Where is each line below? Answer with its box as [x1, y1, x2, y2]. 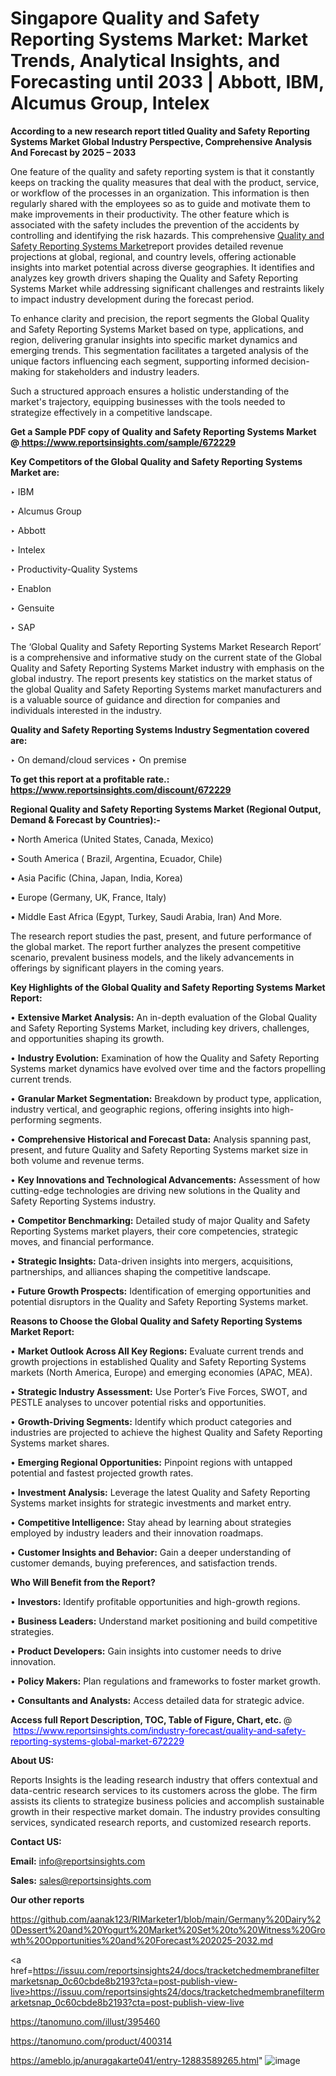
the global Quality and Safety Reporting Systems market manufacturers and [10, 683, 322, 695]
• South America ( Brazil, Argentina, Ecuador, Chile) [10, 852, 223, 864]
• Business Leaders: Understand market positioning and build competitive [10, 1615, 318, 1627]
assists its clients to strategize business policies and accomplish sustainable [10, 1795, 325, 1807]
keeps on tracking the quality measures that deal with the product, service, [10, 176, 320, 188]
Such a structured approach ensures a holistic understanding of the [10, 385, 290, 397]
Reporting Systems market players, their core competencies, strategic [10, 1225, 299, 1237]
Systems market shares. [10, 1437, 110, 1449]
